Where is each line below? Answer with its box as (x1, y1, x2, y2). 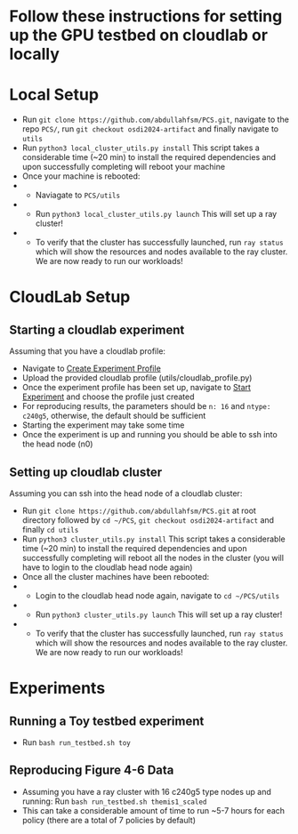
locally (9, 44, 60, 64)
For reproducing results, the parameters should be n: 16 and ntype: (21, 401, 271, 412)
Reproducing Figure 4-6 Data (9, 763, 174, 778)
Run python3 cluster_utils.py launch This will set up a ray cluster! (35, 609, 283, 620)
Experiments (9, 678, 106, 699)
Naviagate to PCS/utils (35, 189, 121, 201)
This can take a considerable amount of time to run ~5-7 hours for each (21, 805, 286, 815)
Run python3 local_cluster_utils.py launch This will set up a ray (35, 209, 278, 220)
